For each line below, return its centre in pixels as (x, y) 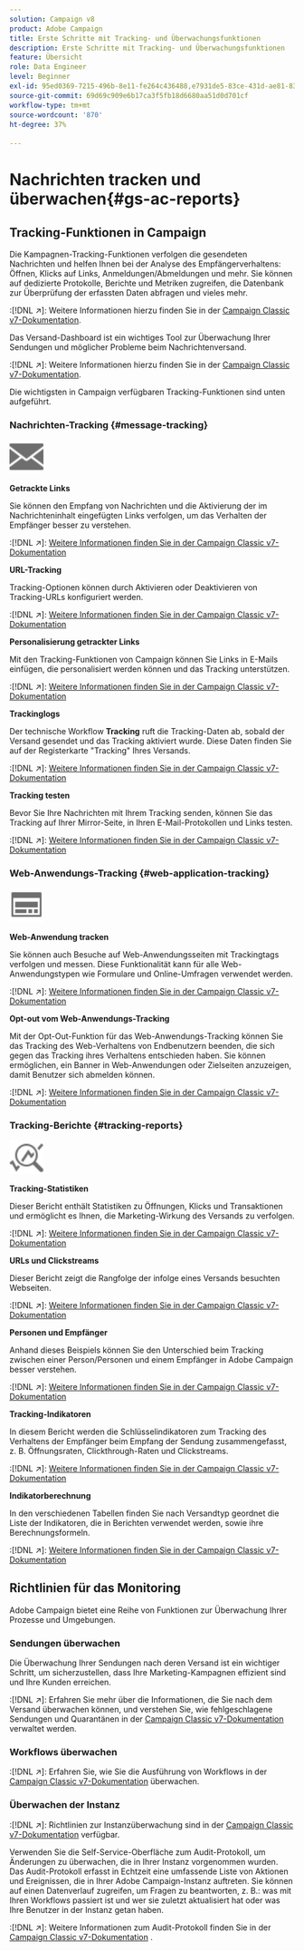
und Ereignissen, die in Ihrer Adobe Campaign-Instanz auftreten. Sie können (152, 1880)
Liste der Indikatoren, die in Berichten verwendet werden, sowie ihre (137, 1523)
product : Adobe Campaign (56, 29)
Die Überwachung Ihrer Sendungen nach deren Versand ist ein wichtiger (145, 1663)
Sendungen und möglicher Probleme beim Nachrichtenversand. (128, 347)
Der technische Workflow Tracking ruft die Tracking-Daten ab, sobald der (147, 732)
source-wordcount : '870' (56, 115)
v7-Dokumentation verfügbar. (65, 1834)
